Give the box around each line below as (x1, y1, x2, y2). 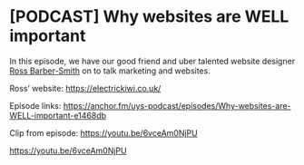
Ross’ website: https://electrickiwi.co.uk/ (9, 82, 162, 93)
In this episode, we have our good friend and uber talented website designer (9, 55, 296, 66)
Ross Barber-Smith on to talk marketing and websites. (9, 65, 211, 76)
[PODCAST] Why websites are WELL (9, 6, 289, 27)
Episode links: (9, 100, 62, 111)
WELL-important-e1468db (9, 110, 107, 121)
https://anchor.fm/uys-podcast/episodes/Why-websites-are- (63, 100, 292, 111)
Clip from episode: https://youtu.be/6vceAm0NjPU (9, 127, 198, 138)
